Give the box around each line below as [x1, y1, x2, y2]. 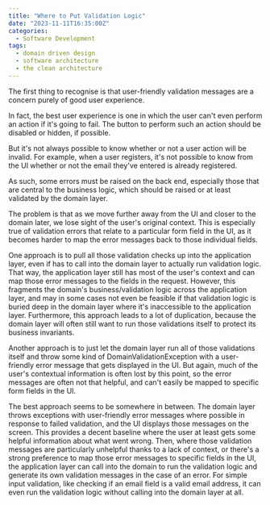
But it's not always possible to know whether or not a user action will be [8, 143, 247, 153]
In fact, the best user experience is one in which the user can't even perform [8, 111, 263, 120]
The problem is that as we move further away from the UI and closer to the [8, 209, 256, 219]
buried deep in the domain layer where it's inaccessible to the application [8, 302, 251, 311]
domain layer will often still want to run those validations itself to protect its [8, 319, 256, 328]
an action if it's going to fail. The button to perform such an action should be [8, 119, 262, 129]
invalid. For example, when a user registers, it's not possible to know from [8, 152, 254, 161]
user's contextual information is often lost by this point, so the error [8, 369, 232, 378]
